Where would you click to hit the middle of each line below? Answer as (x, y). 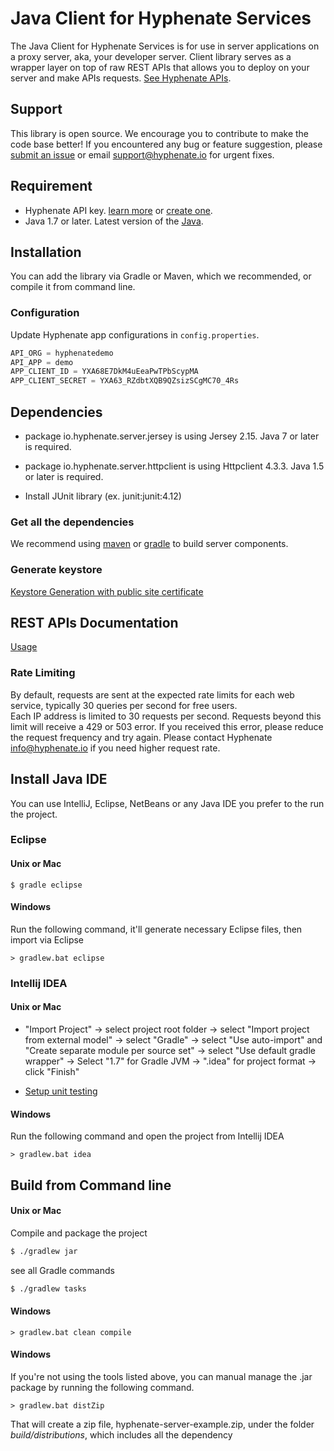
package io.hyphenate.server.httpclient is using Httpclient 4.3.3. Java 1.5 (174, 466)
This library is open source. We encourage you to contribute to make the (160, 133)
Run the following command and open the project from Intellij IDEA (147, 1136)
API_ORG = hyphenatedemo (62, 353)
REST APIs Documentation (94, 622)
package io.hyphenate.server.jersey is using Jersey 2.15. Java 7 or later (172, 436)
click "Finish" (52, 1071)
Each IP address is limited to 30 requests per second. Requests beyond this (166, 716)
